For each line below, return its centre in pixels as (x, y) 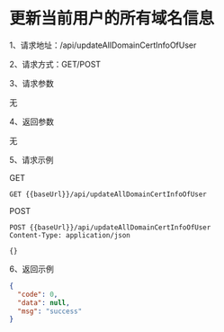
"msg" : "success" (50, 311)
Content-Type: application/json (70, 235)
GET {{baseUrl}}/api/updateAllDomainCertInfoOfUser (108, 194)
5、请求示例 (31, 159)
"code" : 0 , (38, 294)
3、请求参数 (31, 83)
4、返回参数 (32, 121)
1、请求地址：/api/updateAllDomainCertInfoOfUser (103, 45)
